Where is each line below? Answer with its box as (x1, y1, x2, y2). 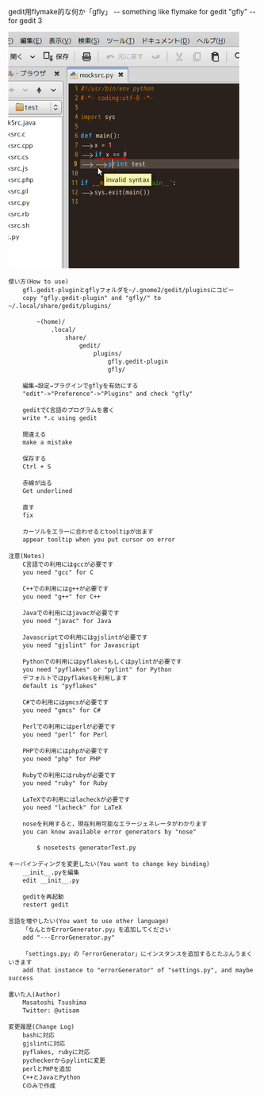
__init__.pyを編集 (22, 868, 80, 876)
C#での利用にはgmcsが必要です (22, 699, 109, 706)
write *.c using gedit (22, 414, 98, 422)
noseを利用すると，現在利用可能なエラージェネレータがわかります (22, 820, 208, 828)
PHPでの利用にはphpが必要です (22, 747, 109, 755)
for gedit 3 (8, 16, 43, 25)
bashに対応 (22, 1031, 55, 1039)
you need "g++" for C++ (22, 593, 101, 601)
